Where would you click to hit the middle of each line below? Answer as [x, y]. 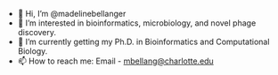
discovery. [37, 32]
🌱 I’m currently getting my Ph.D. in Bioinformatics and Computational [143, 41]
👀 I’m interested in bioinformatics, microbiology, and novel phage [137, 23]
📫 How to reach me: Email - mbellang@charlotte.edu [115, 61]
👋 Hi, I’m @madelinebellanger [72, 14]
